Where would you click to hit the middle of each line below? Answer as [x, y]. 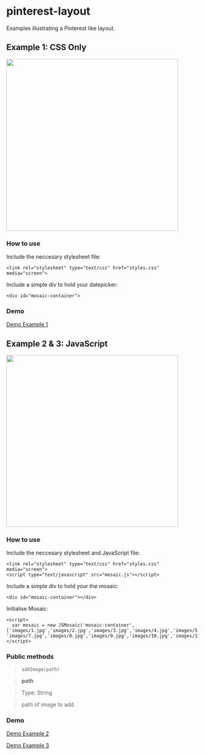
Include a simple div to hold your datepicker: [62, 285]
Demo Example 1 [27, 325]
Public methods [30, 657]
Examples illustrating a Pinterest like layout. [61, 28]
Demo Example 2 [28, 734]
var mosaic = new [34, 625]
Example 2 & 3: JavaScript [57, 344]
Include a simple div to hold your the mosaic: [63, 586]
